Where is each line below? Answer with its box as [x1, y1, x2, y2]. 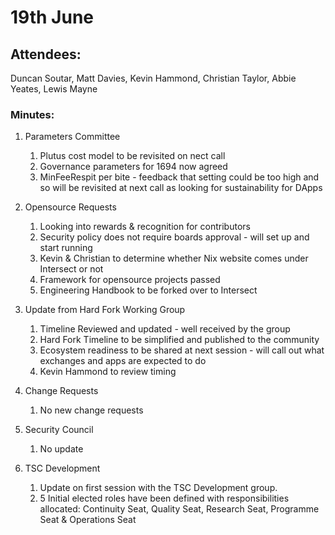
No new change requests [39, 404, 144, 416]
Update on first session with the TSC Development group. [39, 482, 278, 494]
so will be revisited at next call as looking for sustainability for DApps [39, 182, 323, 194]
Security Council [24, 424, 94, 436]
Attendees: [10, 46, 82, 63]
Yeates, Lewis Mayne [10, 83, 98, 95]
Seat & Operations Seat [39, 514, 137, 526]
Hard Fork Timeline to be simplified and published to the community [39, 334, 320, 346]
